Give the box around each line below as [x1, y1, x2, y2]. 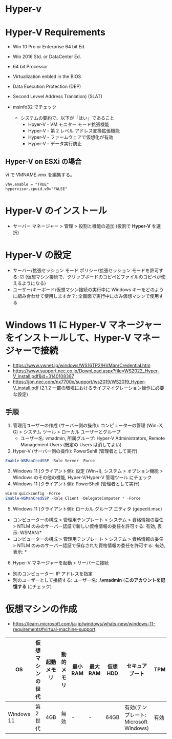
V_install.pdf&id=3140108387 [12, 373, 74, 379]
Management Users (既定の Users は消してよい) [20, 441, 122, 447]
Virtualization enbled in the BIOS [12, 73, 81, 80]
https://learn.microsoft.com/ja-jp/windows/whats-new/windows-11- [12, 621, 156, 627]
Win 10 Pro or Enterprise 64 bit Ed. [12, 44, 86, 50]
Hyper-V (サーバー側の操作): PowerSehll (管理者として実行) [12, 448, 138, 454]
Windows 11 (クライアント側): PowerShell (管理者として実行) [12, 481, 140, 487]
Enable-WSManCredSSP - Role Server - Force [5, 458, 95, 463]
